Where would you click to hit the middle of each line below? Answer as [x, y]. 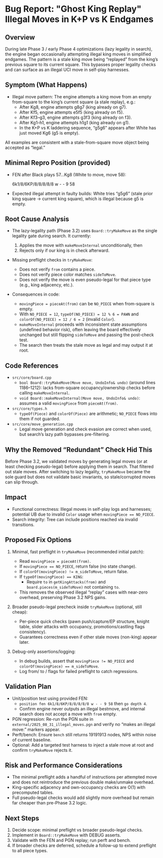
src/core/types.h [30, 409]
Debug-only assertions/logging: [44, 652]
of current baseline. [32, 740]
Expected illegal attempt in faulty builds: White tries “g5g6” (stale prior [82, 193]
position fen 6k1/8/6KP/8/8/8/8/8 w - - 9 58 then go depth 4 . [83, 703]
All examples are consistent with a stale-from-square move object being [77, 142]
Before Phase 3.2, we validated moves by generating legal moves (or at [76, 462]
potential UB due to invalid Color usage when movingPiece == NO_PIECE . [83, 514]
